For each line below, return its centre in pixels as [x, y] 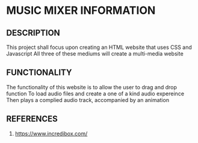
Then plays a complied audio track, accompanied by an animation [88, 100]
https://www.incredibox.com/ [51, 133]
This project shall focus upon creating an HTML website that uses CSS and [99, 47]
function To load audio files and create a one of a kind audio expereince [95, 94]
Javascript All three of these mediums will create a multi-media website [95, 54]
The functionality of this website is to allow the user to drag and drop [92, 87]
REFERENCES [32, 119]
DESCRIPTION [33, 33]
